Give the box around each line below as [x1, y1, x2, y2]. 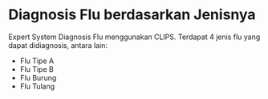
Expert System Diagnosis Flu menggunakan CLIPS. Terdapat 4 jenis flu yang [8, 32, 261, 42]
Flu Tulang [19, 81, 55, 91]
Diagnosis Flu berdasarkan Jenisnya [8, 6, 256, 24]
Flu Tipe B [19, 64, 54, 73]
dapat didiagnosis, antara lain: [8, 40, 108, 49]
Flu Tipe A [19, 56, 55, 65]
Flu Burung [19, 73, 57, 82]
